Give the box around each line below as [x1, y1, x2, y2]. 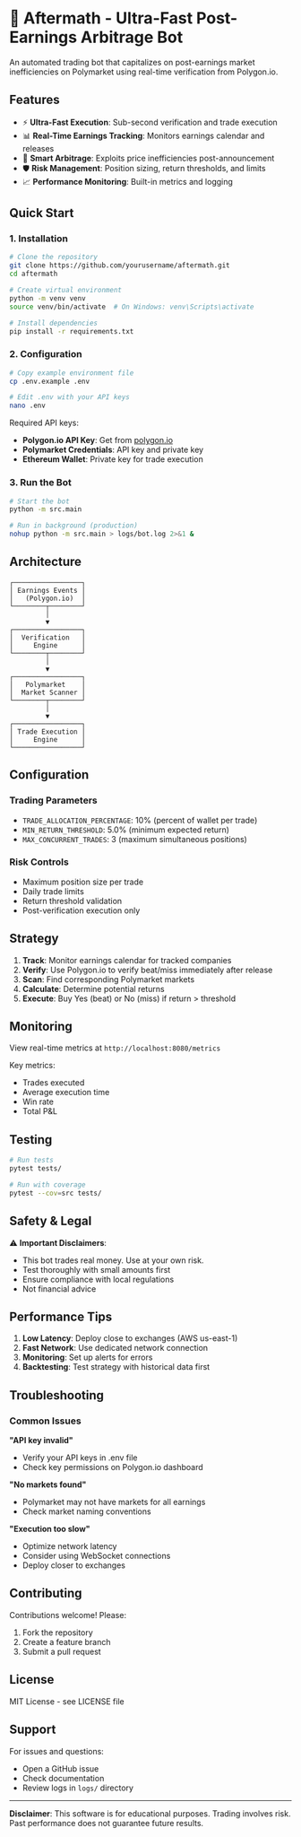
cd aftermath [9, 269, 58, 279]
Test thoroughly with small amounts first [21, 1264, 171, 1275]
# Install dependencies [9, 318, 99, 327]
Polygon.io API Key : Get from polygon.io [21, 435, 173, 446]
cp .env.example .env [9, 377, 90, 386]
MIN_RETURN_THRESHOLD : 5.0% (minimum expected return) [21, 824, 230, 835]
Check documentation [21, 1772, 105, 1783]
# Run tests [9, 1156, 54, 1165]
